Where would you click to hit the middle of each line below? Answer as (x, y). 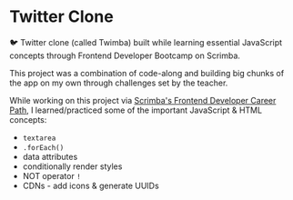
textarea (39, 138)
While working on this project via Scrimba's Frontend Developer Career (143, 100)
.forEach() (43, 147)
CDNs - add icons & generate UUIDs (91, 185)
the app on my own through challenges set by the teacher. (119, 83)
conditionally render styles (72, 166)
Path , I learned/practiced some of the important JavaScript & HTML (136, 110)
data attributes (50, 156)
